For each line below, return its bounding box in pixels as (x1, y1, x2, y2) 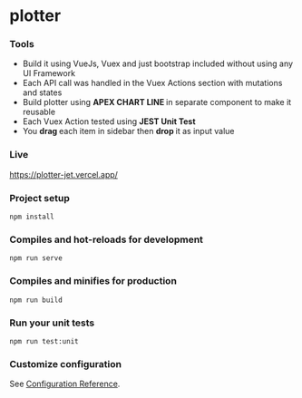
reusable (22, 106, 56, 118)
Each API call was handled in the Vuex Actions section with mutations (22, 78, 283, 89)
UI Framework (22, 68, 75, 79)
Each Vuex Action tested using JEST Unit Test (22, 116, 197, 127)
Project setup (9, 191, 70, 204)
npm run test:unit (9, 336, 79, 345)
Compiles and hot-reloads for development (9, 233, 204, 246)
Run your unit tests (9, 316, 95, 329)
